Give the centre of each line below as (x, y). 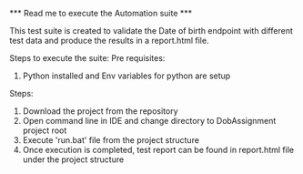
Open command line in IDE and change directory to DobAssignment (149, 121)
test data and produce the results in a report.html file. (109, 41)
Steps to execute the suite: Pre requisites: (87, 58)
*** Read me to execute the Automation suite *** (101, 13)
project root (45, 130)
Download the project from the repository (101, 111)
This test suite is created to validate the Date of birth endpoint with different (151, 31)
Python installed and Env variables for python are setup (126, 76)
